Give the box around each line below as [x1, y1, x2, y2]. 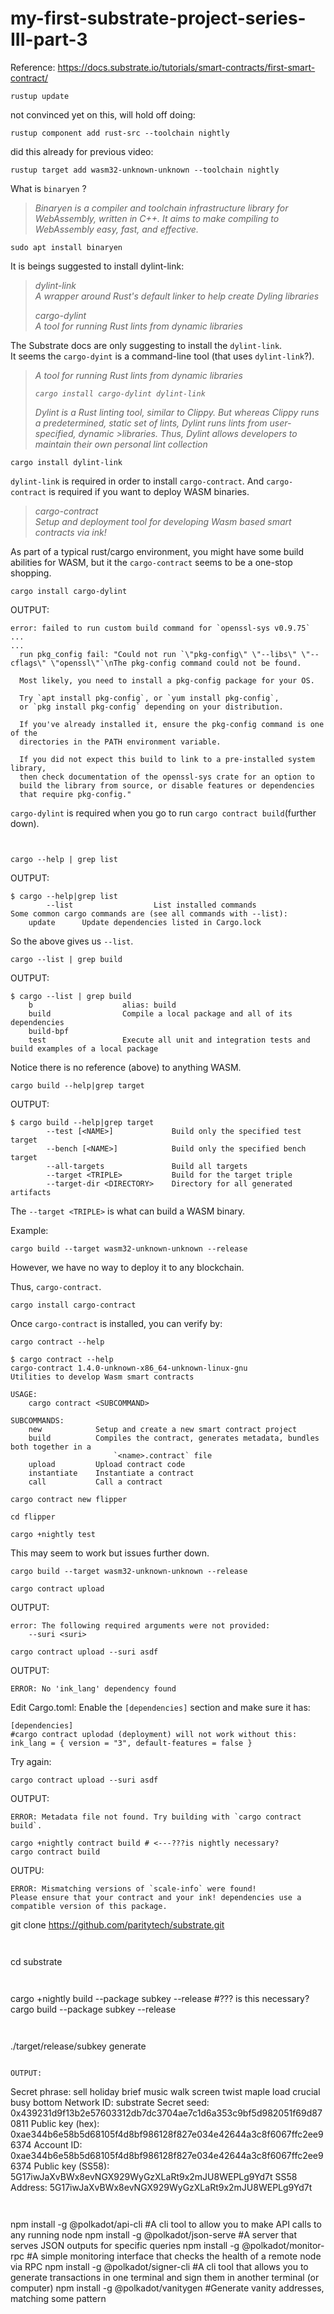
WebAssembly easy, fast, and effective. [34, 223, 199, 235]
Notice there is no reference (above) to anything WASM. [10, 1061, 242, 1073]
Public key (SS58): [33, 2160, 110, 2172]
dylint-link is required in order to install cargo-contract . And [10, 475, 265, 487]
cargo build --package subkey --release [10, 2003, 177, 2015]
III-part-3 [10, 28, 88, 51]
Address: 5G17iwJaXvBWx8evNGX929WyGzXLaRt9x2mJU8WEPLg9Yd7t [10, 2181, 313, 2193]
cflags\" [10, 658, 47, 668]
